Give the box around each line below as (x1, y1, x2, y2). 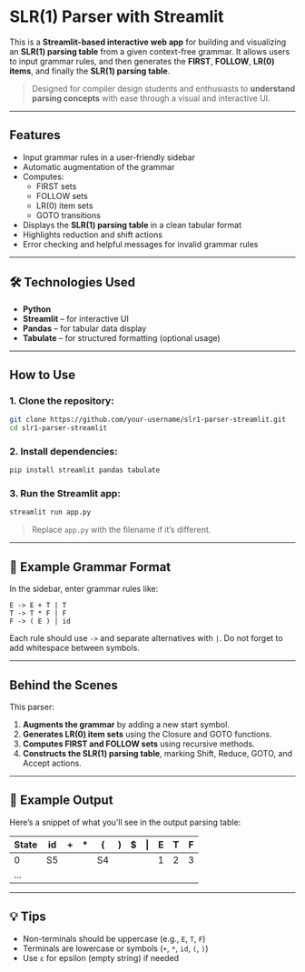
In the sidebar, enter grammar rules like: (9, 584, 159, 595)
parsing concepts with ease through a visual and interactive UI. (31, 93, 271, 104)
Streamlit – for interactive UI (22, 313, 130, 324)
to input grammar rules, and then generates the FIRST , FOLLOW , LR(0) (9, 55, 275, 66)
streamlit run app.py (9, 507, 92, 517)
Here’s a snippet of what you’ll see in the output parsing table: (9, 817, 241, 827)
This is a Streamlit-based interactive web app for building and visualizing (9, 36, 287, 47)
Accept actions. (22, 757, 82, 768)
